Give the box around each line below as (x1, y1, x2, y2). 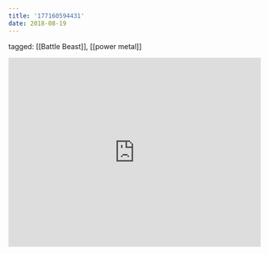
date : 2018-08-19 (8, 19, 67, 27)
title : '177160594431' (8, 11, 85, 20)
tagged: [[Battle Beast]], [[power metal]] (8, 41, 142, 51)
